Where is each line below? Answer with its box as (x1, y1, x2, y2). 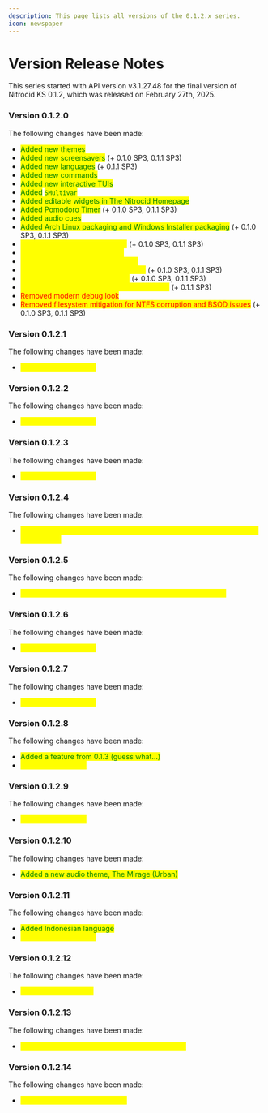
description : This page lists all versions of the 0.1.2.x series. (8, 11, 241, 20)
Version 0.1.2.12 (8, 952, 72, 964)
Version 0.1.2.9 (8, 780, 69, 792)
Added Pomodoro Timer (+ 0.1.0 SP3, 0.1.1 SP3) (19, 204, 177, 214)
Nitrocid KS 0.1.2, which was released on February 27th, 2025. (8, 90, 216, 100)
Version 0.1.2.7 (8, 663, 69, 674)
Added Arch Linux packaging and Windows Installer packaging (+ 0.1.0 (19, 221, 257, 231)
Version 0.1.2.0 (8, 110, 69, 122)
